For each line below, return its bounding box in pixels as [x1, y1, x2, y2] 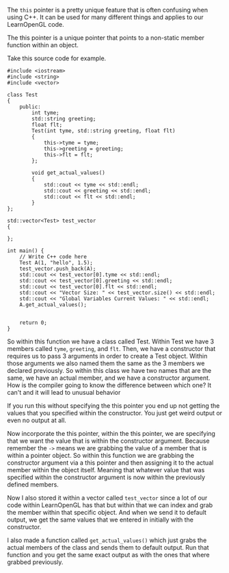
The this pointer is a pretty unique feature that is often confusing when [7, 6, 208, 14]
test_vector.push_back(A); [19, 265, 96, 272]
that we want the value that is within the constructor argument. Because [7, 437, 210, 445]
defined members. [7, 480, 59, 489]
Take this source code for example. [7, 54, 107, 62]
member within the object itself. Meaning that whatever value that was [7, 466, 205, 474]
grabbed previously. [7, 558, 64, 566]
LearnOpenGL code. [7, 21, 65, 28]
